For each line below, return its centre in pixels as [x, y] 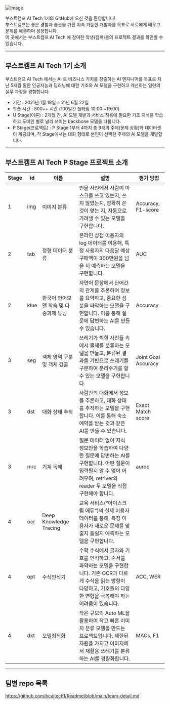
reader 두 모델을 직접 [103, 486]
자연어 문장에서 [96, 282]
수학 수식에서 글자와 [101, 550]
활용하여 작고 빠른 [99, 620]
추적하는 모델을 [102, 408]
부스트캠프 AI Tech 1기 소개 [46, 66]
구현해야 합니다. [97, 493]
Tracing [51, 528]
